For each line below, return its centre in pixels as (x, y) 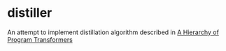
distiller (30, 13)
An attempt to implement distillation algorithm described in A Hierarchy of (113, 32)
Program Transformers (40, 39)
